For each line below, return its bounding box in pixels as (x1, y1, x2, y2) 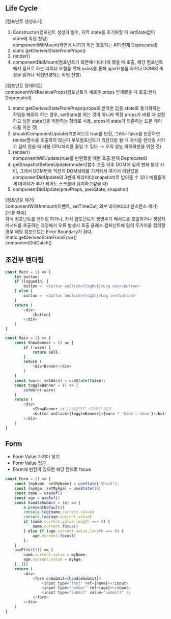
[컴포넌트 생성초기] (5, 18, 43, 24)
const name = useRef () (14, 491, 63, 496)
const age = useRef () (14, 495, 60, 500)
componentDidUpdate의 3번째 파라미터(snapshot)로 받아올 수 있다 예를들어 (12, 174, 166, 180)
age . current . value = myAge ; (23, 557, 83, 562)
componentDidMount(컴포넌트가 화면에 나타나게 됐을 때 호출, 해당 (12, 59, 146, 65)
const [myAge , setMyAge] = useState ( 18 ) (14, 486, 101, 491)
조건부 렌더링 (5, 256, 44, 264)
